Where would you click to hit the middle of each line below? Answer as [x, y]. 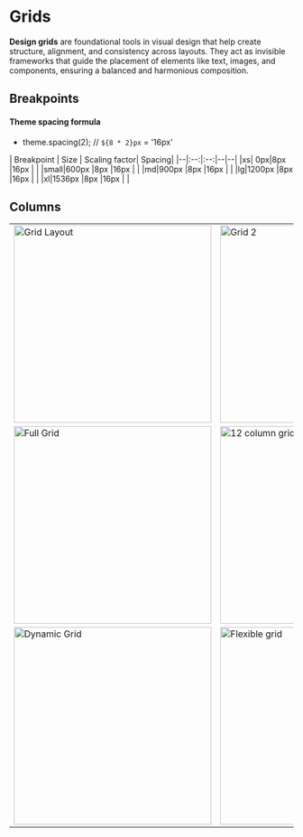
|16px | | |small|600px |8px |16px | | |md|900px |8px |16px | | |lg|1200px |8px [151, 169]
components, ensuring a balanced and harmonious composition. [129, 70]
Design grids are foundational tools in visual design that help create [135, 42]
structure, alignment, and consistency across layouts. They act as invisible [147, 51]
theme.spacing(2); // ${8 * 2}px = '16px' [97, 142]
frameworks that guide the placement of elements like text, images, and [142, 60]
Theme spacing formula [55, 121]
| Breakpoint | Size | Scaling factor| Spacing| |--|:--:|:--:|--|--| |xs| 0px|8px [148, 159]
